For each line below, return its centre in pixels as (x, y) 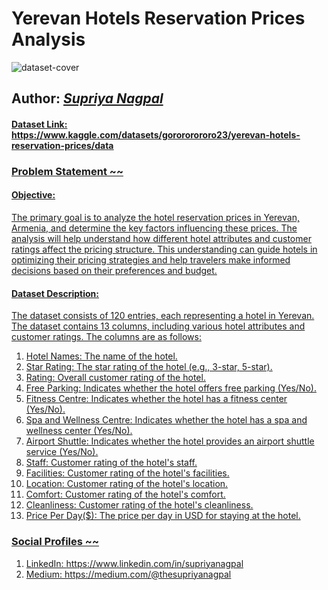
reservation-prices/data (62, 145)
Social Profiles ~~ (55, 542)
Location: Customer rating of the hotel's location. (127, 484)
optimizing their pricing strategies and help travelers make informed (151, 260)
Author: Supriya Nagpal (87, 98)
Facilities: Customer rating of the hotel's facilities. (127, 473)
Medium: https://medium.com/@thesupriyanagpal (128, 574)
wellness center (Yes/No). (79, 431)
